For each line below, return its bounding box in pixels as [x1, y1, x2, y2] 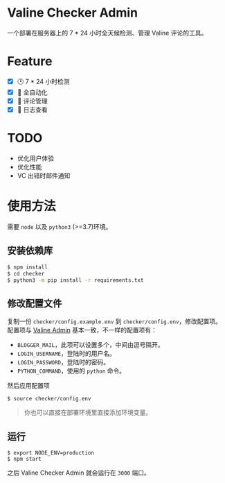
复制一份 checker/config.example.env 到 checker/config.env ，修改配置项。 [7, 317, 222, 325]
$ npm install [7, 264, 48, 271]
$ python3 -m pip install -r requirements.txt [7, 276, 144, 284]
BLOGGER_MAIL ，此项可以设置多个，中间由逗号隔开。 [17, 341, 164, 349]
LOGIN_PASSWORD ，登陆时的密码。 [17, 358, 110, 366]
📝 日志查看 [17, 105, 48, 114]
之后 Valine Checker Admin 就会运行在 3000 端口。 [7, 468, 150, 477]
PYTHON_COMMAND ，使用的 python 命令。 [17, 366, 126, 375]
